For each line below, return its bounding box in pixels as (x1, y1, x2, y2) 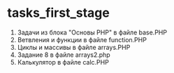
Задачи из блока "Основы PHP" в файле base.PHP (17, 28, 168, 36)
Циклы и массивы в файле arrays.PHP (17, 43, 131, 51)
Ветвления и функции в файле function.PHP (17, 35, 147, 44)
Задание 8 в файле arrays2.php (17, 51, 110, 59)
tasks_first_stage (7, 5, 110, 21)
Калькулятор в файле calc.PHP (17, 58, 110, 66)
